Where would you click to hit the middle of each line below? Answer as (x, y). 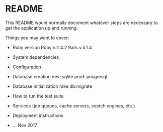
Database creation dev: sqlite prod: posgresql (60, 76)
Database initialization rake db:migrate (52, 86)
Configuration (27, 67)
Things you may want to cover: (37, 38)
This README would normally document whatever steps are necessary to (81, 23)
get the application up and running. (42, 28)
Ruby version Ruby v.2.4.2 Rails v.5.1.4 (52, 47)
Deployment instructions (38, 115)
